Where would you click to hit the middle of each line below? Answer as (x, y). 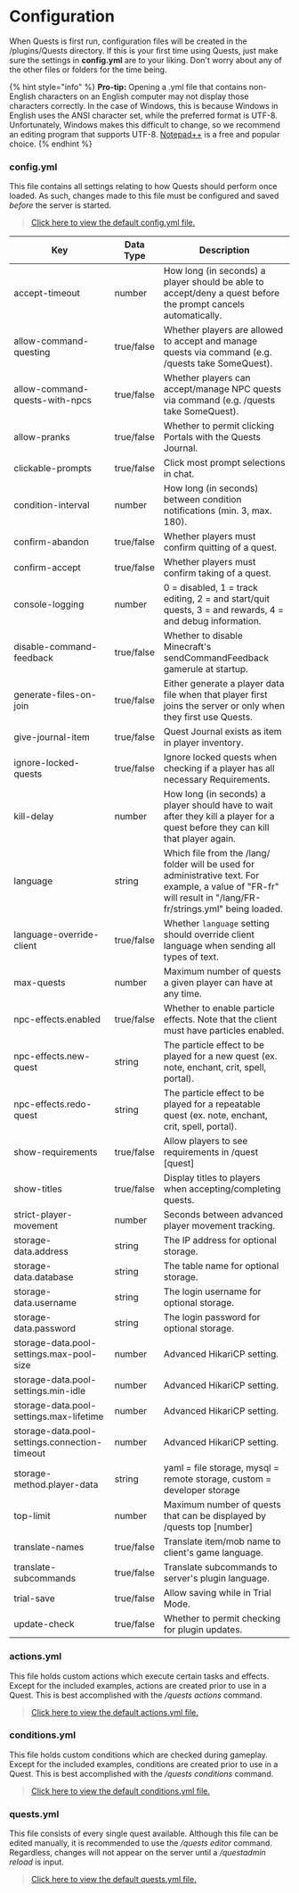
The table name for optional (221, 1266)
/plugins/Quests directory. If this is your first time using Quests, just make (144, 50)
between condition (202, 500)
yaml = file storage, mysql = (222, 1468)
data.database (44, 1277)
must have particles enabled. (224, 1031)
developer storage (202, 1490)
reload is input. (36, 1862)
